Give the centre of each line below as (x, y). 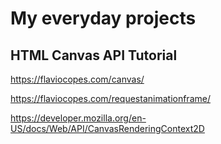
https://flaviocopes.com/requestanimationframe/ (110, 98)
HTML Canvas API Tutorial (94, 55)
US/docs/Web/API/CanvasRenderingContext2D (107, 128)
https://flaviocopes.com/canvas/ (77, 79)
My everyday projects (103, 18)
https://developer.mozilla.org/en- (78, 118)
